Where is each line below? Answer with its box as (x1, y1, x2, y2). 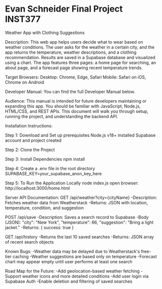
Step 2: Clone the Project (5, 147, 55, 152)
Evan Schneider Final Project (5, 3, 123, 15)
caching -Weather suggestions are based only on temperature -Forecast (13, 253, 157, 259)
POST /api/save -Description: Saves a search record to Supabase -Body (5, 214, 149, 220)
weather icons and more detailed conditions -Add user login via (22, 273, 149, 279)
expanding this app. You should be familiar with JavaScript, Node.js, (5, 103, 141, 109)
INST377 (5, 14, 41, 25)
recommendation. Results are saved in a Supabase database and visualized (5, 54, 156, 60)
